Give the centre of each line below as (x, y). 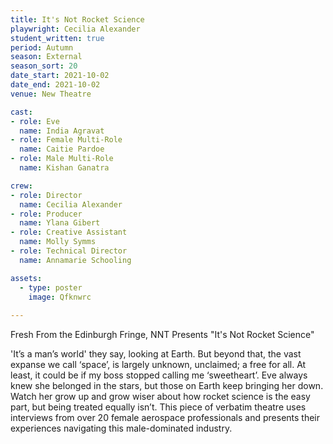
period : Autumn (42, 47)
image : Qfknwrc (60, 297)
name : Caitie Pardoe (62, 149)
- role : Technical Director (69, 251)
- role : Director (46, 195)
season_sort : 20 (44, 66)
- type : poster (51, 287)
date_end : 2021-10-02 (55, 85)
